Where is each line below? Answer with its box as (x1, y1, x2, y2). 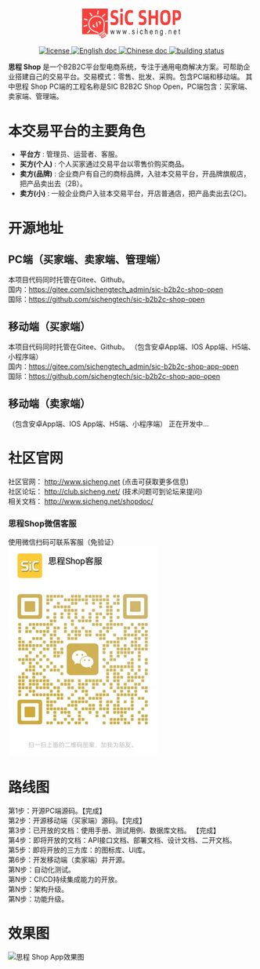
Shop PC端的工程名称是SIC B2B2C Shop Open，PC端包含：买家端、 (30, 82, 252, 91)
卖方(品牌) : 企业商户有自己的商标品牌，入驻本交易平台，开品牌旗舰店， (19, 169, 251, 179)
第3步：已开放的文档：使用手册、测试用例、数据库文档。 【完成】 (8, 825, 221, 836)
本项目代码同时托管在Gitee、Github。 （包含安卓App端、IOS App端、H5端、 (8, 342, 255, 352)
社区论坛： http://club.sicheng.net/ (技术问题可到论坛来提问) (8, 486, 203, 496)
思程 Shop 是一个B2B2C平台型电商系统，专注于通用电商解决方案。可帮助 (8, 62, 244, 71)
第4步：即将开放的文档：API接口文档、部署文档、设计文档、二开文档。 (8, 836, 237, 845)
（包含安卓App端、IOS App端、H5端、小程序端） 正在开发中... (8, 419, 209, 428)
